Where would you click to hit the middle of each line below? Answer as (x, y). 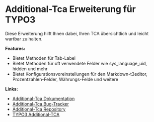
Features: (15, 48)
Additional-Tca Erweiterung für (71, 9)
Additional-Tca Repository (39, 109)
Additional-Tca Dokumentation (43, 99)
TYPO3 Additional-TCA (36, 114)
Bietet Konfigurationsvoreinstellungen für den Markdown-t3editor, (80, 74)
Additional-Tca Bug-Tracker (40, 104)
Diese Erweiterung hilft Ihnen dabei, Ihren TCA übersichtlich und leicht (77, 33)
